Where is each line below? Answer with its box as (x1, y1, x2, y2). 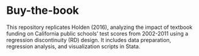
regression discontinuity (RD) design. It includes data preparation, (6, 36, 172, 43)
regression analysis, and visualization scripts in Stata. (6, 43, 141, 50)
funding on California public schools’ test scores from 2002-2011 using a (6, 30, 189, 37)
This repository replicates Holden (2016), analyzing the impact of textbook (6, 23, 193, 31)
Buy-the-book (6, 4, 79, 17)
